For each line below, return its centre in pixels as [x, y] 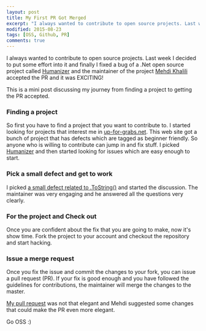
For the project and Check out [51, 216]
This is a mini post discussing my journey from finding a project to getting [99, 89]
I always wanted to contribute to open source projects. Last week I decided [101, 58]
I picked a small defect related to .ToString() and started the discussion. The [102, 187]
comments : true [26, 41]
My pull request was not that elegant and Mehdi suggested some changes [100, 303]
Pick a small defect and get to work [59, 174]
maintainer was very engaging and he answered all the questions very [95, 193]
